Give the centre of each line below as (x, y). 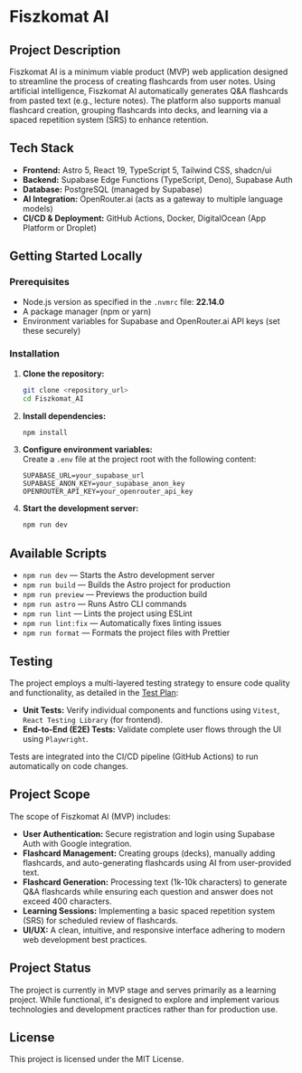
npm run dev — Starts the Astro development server (118, 575)
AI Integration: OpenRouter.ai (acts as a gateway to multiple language (152, 199)
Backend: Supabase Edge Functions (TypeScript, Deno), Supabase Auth (157, 179)
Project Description (65, 50)
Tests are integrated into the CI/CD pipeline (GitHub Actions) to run (134, 756)
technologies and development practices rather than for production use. (144, 1009)
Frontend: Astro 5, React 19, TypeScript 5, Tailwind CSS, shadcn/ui (147, 170)
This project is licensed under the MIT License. (97, 1059)
